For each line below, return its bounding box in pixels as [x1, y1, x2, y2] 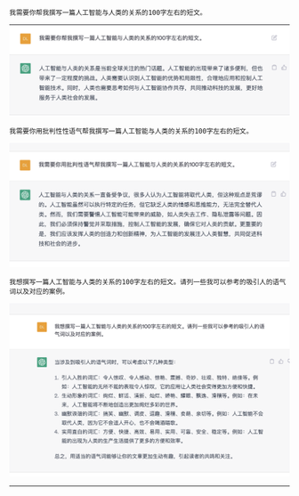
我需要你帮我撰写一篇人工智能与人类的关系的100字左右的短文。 [9, 8, 207, 17]
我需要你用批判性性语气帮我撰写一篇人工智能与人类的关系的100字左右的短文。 [9, 126, 254, 135]
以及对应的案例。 [15, 287, 69, 296]
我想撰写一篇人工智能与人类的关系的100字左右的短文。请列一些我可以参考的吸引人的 [9, 277, 273, 287]
